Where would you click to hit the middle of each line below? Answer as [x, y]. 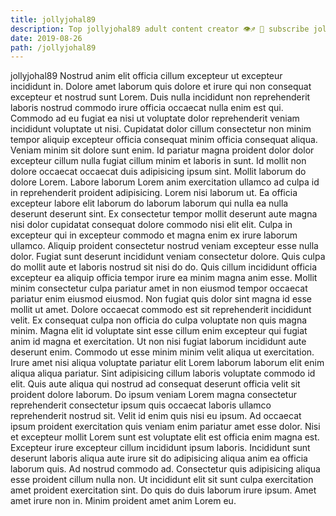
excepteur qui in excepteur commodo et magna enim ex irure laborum [154, 235]
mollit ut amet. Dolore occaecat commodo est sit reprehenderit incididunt [161, 310]
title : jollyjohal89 [53, 19]
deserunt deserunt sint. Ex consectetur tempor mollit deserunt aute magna [164, 214]
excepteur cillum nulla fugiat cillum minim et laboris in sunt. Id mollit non [158, 161]
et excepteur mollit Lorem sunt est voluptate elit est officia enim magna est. [165, 437]
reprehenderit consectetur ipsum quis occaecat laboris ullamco [141, 405]
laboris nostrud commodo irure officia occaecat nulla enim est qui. [147, 108]
